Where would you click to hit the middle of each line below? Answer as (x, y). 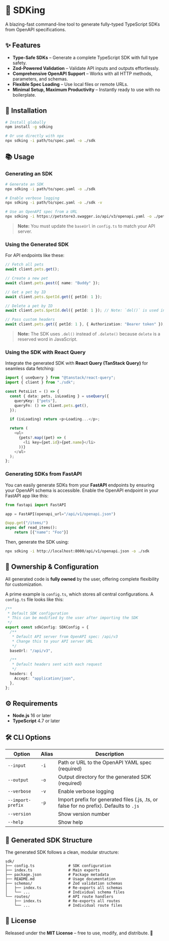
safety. (20, 63)
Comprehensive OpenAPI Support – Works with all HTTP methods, (82, 73)
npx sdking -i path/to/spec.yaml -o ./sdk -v (54, 203)
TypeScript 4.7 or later (36, 721)
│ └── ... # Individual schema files (65, 892)
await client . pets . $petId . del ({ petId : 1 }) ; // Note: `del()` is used (82, 311)
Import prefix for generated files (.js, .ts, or (108, 800)
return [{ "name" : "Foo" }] (41, 533)
